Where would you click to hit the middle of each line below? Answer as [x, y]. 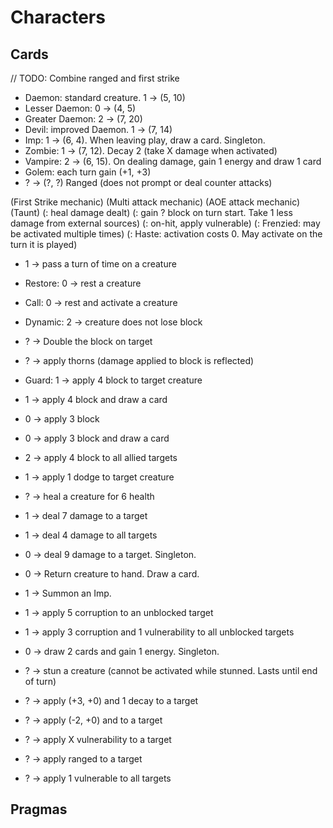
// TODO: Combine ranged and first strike [95, 78]
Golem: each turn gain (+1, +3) [88, 172]
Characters [58, 17]
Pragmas [39, 809]
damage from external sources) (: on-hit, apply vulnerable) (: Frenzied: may [165, 223]
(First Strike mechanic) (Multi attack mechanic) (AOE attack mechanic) [155, 202]
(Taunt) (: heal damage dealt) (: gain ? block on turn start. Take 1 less [151, 212]
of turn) [40, 681]
